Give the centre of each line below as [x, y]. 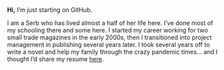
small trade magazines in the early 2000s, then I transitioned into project [110, 37]
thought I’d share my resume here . [55, 59]
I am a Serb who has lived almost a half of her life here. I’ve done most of [110, 23]
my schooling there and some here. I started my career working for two [108, 30]
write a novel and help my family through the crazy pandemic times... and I [112, 52]
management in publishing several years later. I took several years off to [109, 45]
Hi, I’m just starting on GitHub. [50, 10]
